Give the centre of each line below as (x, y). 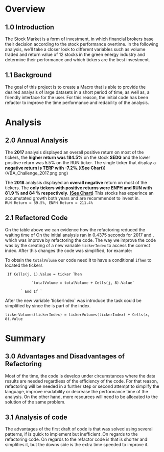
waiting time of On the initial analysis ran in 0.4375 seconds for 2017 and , (80, 235)
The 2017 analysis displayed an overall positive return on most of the (75, 152)
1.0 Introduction (30, 27)
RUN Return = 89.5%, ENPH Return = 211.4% (49, 203)
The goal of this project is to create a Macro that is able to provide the (75, 87)
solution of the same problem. (35, 402)
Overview (25, 9)
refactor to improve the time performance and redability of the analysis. (77, 102)
